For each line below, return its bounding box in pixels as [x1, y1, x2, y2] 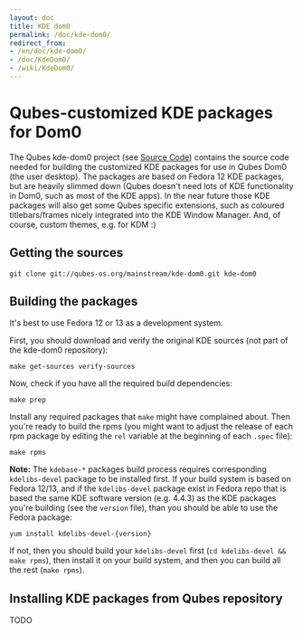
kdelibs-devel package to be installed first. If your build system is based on [9, 474, 292, 485]
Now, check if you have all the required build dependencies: [9, 378, 233, 389]
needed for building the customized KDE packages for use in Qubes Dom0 [9, 161, 288, 172]
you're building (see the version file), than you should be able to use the [9, 503, 279, 514]
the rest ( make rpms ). [9, 564, 85, 575]
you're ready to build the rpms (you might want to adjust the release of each [9, 421, 294, 432]
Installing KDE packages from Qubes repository [9, 590, 283, 606]
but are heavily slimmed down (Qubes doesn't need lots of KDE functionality [9, 180, 294, 191]
